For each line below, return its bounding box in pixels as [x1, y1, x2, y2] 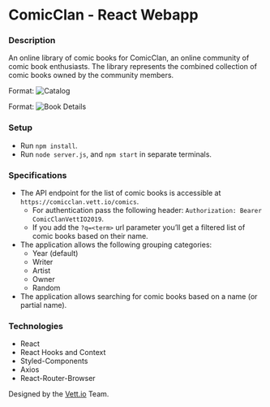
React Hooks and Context [19, 348, 106, 357]
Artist [32, 266, 51, 275]
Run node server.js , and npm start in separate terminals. [19, 149, 212, 159]
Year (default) [32, 249, 79, 258]
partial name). [19, 301, 67, 310]
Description [8, 35, 56, 46]
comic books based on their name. [32, 232, 148, 241]
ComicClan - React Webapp [8, 6, 199, 24]
